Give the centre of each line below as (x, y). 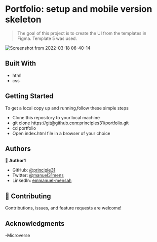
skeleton (23, 19)
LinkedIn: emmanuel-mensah (42, 180)
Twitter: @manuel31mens (38, 175)
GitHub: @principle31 (34, 170)
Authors (18, 149)
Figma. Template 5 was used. (47, 38)
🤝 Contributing (28, 196)
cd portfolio (24, 128)
